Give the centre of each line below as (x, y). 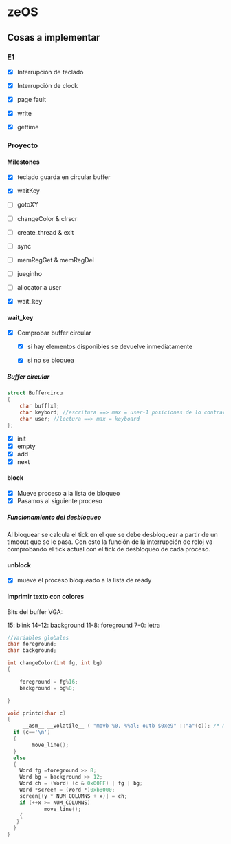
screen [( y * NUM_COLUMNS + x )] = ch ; (74, 796)
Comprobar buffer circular (54, 333)
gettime (28, 127)
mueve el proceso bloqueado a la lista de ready (84, 580)
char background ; (32, 651)
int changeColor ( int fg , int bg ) (55, 663)
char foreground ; (32, 644)
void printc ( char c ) (37, 713)
